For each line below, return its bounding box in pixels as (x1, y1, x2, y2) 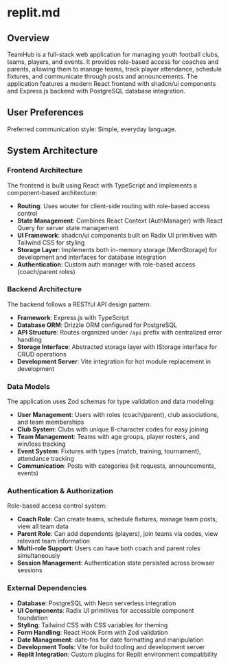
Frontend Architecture (7, 166, 83, 175)
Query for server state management (16, 223, 119, 232)
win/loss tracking (16, 440, 67, 448)
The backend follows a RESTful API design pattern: (7, 300, 152, 308)
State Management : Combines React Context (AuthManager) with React (16, 216, 223, 225)
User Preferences (7, 106, 84, 118)
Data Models (7, 381, 50, 391)
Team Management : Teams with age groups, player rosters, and (16, 433, 200, 441)
